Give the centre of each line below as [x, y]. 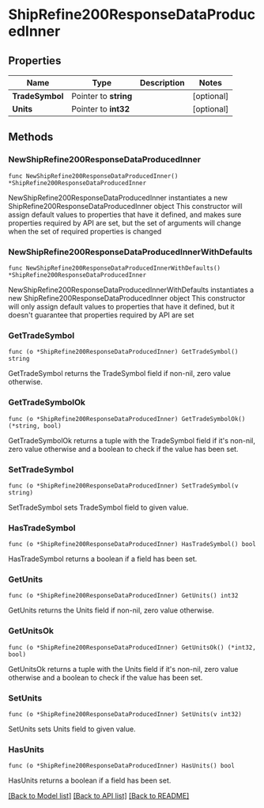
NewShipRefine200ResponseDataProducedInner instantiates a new [118, 197]
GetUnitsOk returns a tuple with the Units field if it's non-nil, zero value [123, 669]
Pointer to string [102, 96]
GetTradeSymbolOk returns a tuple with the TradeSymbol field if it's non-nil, [132, 440]
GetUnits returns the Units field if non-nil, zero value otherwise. [111, 610]
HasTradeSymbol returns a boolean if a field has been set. [103, 559]
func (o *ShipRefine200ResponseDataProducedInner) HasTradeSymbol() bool [132, 544]
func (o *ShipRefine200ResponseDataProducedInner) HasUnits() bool [122, 766]
